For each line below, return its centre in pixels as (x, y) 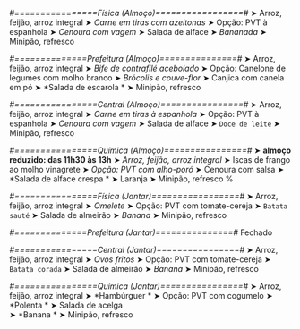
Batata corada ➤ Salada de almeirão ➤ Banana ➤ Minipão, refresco (134, 269)
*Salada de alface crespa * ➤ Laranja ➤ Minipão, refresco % (121, 179)
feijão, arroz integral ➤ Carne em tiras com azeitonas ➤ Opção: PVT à (138, 22)
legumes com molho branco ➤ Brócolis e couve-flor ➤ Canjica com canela (147, 78)
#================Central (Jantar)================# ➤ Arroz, (144, 250)
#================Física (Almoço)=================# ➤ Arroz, (146, 13)
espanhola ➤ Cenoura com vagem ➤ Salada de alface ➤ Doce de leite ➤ (145, 123)
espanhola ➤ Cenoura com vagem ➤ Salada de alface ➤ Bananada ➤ (138, 32)
